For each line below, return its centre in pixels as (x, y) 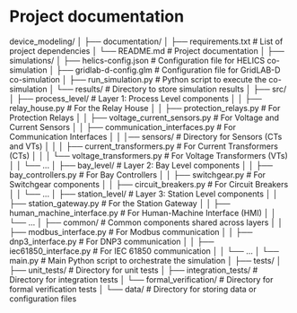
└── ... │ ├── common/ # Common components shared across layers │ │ (146, 222)
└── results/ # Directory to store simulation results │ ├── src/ (171, 89)
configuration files (43, 299)
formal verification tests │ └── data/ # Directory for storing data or (133, 289)
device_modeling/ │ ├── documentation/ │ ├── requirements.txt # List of (146, 41)
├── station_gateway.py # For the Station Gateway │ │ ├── (120, 203)
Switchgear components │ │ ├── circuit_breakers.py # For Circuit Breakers (149, 184)
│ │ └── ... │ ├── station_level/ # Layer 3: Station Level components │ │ (144, 194)
